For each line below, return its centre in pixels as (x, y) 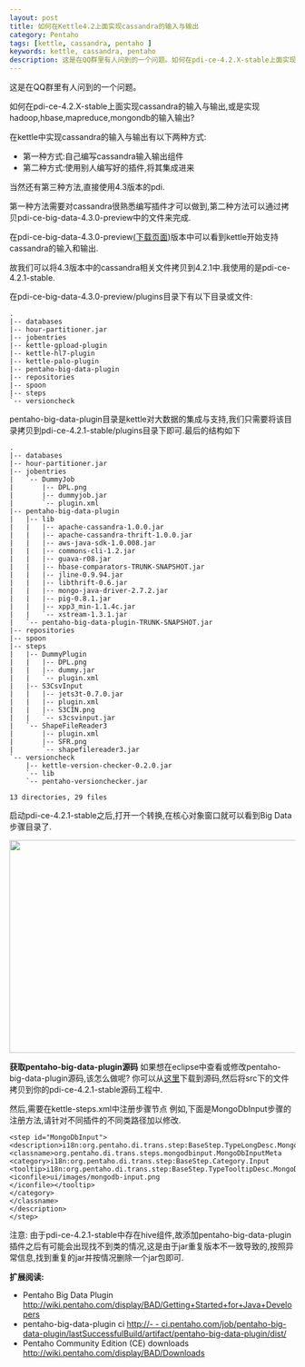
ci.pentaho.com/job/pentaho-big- (224, 1324)
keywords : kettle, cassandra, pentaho (83, 52)
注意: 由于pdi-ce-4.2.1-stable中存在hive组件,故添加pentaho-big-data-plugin (151, 1235)
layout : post (34, 18)
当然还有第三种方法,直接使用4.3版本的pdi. (87, 187)
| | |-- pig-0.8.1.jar (60, 599)
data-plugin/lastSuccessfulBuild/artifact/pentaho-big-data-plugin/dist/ (155, 1333)
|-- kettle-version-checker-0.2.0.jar (99, 766)
